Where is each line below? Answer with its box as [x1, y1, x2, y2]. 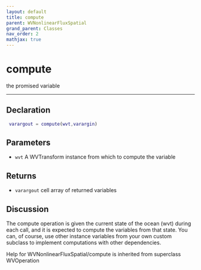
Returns [6, 171, 37, 181]
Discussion [6, 204, 49, 214]
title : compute [6, 14, 44, 20]
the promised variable [6, 82, 60, 89]
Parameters [6, 138, 51, 148]
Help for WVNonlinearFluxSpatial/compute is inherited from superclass [6, 251, 181, 258]
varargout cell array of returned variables [14, 187, 117, 194]
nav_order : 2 [6, 31, 39, 37]
